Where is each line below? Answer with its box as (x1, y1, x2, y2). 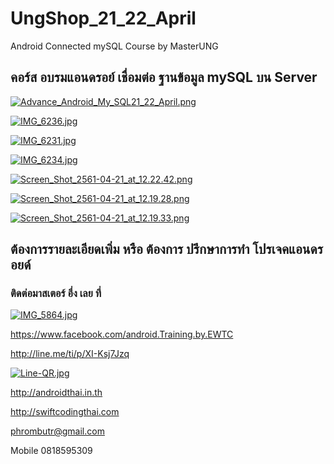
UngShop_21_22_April (10, 7, 197, 30)
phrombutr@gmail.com (10, 425, 105, 437)
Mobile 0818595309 (10, 445, 93, 457)
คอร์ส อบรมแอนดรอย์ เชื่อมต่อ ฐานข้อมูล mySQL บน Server (10, 69, 318, 86)
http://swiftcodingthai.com (10, 406, 120, 418)
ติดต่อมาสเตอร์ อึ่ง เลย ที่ (10, 287, 102, 301)
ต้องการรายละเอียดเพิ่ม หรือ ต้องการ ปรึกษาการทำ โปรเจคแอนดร (10, 241, 323, 258)
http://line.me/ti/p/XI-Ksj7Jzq (10, 348, 130, 360)
